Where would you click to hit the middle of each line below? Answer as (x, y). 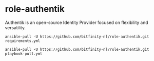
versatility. (15, 27)
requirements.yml (23, 41)
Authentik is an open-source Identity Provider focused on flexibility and (77, 22)
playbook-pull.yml (24, 54)
